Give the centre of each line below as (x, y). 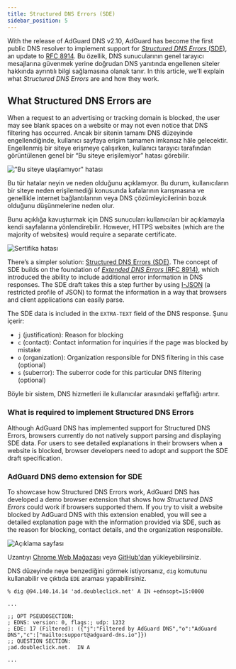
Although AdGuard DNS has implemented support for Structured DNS (109, 428)
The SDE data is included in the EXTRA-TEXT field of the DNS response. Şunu (118, 314)
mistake (29, 350)
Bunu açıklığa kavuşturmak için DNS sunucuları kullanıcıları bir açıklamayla (116, 219)
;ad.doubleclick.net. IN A (49, 647)
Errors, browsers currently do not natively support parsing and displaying (114, 435)
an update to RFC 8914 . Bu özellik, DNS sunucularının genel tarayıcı (106, 56)
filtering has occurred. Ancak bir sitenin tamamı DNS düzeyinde (100, 133)
